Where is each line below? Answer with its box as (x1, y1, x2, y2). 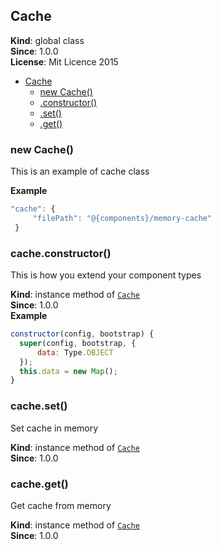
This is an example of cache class (10, 165, 150, 178)
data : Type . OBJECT (36, 347, 114, 358)
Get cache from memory (10, 499, 112, 511)
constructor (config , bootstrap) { (10, 329, 155, 339)
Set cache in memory (10, 422, 99, 434)
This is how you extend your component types (10, 269, 202, 281)
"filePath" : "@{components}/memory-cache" (32, 213, 213, 223)
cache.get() (10, 477, 69, 491)
